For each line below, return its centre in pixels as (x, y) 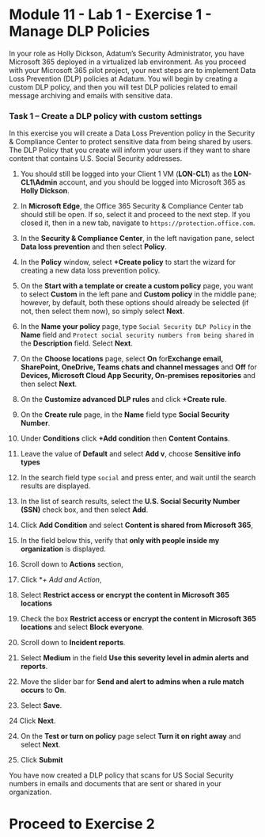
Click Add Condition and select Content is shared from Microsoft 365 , (137, 526)
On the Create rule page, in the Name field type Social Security (125, 415)
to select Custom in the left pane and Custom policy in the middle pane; (138, 294)
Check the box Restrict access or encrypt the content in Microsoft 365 (138, 619)
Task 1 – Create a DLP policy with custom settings (106, 116)
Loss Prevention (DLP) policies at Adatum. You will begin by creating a (123, 78)
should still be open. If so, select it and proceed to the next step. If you (135, 215)
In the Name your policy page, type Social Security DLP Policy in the (136, 327)
